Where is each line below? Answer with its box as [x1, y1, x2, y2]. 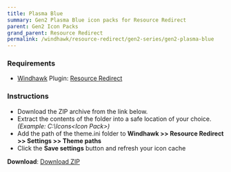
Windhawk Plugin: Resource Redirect [17, 74, 123, 83]
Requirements [7, 59, 56, 68]
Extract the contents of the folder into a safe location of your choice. [17, 115, 212, 123]
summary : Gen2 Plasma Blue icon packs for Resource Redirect [7, 17, 187, 23]
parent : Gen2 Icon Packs [7, 23, 79, 30]
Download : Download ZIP [7, 157, 81, 166]
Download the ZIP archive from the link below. [17, 107, 148, 115]
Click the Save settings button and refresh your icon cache [17, 144, 186, 152]
